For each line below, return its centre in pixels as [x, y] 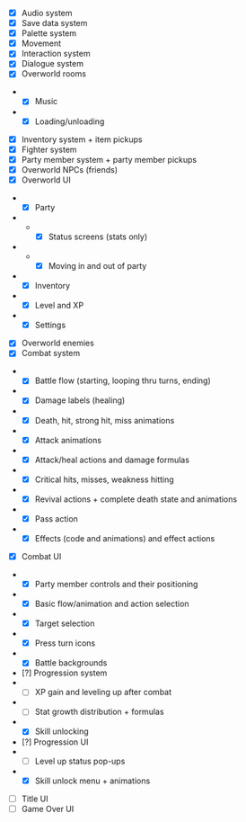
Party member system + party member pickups [109, 159]
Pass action [56, 518]
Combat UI [41, 556]
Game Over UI [48, 809]
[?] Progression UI [55, 742]
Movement [41, 43]
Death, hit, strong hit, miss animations [105, 420]
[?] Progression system [64, 673]
